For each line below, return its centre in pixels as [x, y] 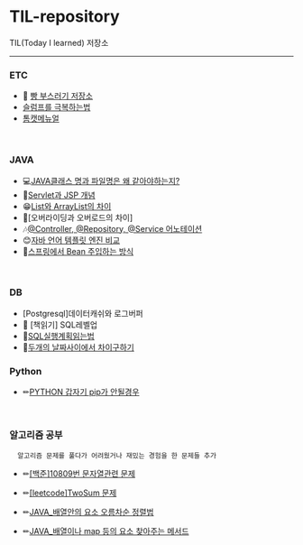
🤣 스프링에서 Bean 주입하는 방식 [78, 251]
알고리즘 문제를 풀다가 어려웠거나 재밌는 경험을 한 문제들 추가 [117, 456]
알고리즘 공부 [36, 435]
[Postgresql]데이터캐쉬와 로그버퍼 [83, 313]
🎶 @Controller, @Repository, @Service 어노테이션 [112, 228]
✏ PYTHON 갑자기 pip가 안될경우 [81, 392]
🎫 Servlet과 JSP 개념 [59, 195]
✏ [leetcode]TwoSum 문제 [69, 493]
